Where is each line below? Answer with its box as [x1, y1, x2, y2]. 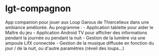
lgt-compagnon [5, 3, 71, 14]
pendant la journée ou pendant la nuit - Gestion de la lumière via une [5, 35, 146, 41]
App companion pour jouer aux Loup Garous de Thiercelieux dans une [5, 19, 149, 25]
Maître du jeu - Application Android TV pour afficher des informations [5, 29, 148, 35]
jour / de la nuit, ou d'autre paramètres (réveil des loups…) [5, 45, 124, 51]
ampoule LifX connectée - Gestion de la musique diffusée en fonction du [5, 40, 154, 46]
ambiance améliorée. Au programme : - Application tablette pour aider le [5, 24, 154, 30]
